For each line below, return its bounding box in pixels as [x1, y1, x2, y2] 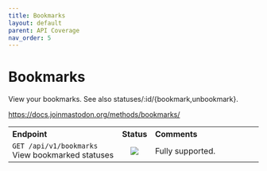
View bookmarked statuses [12, 150, 114, 161]
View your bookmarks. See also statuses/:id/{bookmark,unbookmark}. [8, 95, 238, 104]
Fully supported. [154, 146, 216, 157]
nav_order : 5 [8, 33, 52, 42]
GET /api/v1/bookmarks [12, 142, 98, 151]
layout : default [8, 19, 62, 27]
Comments [154, 129, 198, 140]
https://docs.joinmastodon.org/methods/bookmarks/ [8, 110, 180, 119]
